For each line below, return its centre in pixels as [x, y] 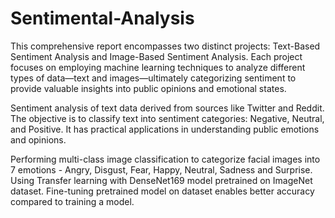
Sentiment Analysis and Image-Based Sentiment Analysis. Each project [156, 56]
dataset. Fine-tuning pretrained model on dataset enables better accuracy [162, 191]
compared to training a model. [72, 201]
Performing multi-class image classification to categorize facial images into [165, 159]
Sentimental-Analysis [102, 18]
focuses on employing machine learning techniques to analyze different [158, 67]
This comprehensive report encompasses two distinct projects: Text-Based [165, 46]
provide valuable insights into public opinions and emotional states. [148, 88]
